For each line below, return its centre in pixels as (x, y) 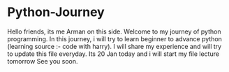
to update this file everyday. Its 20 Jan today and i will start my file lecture (113, 54)
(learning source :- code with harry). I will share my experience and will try (114, 46)
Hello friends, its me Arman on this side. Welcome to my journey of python (114, 31)
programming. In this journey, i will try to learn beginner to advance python (114, 38)
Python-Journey (56, 12)
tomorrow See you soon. (43, 61)
